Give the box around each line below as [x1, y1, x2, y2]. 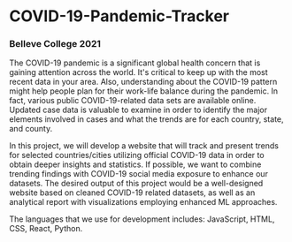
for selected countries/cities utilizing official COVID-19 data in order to [9, 150, 265, 161]
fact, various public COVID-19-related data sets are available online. [9, 95, 257, 106]
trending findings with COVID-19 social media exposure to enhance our [9, 169, 268, 179]
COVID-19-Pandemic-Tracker [9, 6, 230, 26]
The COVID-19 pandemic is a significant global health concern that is [9, 57, 261, 68]
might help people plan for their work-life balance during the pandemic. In [9, 86, 279, 96]
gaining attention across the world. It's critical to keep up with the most [9, 67, 268, 78]
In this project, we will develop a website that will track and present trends [9, 140, 279, 151]
